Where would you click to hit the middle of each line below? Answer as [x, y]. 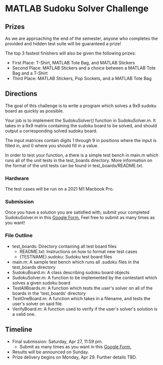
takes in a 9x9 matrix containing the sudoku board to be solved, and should [81, 125]
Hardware [17, 178]
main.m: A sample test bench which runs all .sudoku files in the [76, 262]
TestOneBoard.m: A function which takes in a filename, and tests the [81, 298]
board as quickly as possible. [35, 111]
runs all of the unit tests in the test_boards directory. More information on [79, 160]
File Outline [19, 235]
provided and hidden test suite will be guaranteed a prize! [63, 44]
